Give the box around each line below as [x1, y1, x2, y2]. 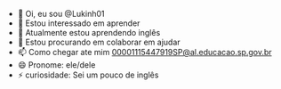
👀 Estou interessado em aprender [17, 18, 140, 28]
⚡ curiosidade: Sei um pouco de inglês [17, 69, 159, 80]
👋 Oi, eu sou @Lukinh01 [17, 9, 105, 19]
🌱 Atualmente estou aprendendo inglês [17, 28, 161, 37]
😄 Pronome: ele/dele [17, 60, 96, 70]
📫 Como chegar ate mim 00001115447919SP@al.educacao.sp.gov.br [17, 47, 273, 57]
